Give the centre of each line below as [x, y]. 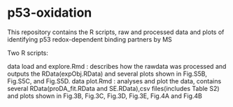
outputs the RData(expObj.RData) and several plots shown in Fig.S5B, [107, 74]
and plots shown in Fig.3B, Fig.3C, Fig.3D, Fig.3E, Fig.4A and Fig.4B [105, 96]
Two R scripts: [28, 53]
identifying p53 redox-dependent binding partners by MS [90, 39]
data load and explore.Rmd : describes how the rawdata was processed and [117, 66]
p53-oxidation [50, 13]
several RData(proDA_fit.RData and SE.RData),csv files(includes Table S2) [113, 88]
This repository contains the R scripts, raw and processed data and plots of [116, 32]
